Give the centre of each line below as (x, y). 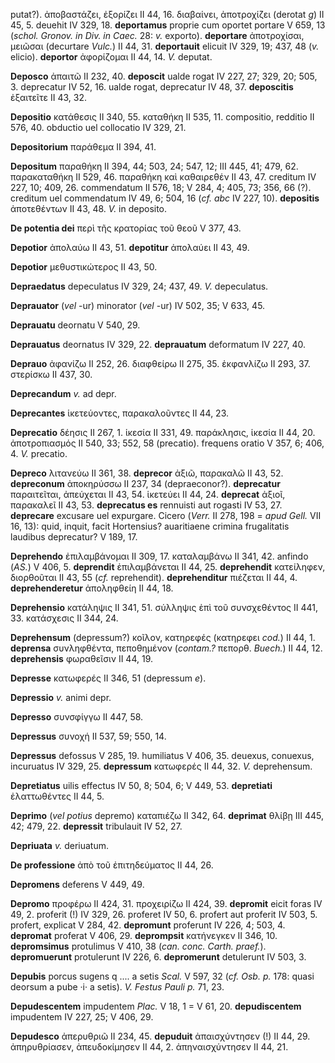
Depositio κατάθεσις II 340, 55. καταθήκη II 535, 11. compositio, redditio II (162, 117)
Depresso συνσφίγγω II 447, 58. (77, 717)
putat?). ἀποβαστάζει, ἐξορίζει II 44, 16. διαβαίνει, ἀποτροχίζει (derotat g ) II (167, 14)
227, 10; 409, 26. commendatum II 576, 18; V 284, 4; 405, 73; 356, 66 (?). (161, 187)
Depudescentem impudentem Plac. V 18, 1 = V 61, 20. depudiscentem (156, 1006)
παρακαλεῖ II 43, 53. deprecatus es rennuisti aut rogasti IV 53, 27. (146, 505)
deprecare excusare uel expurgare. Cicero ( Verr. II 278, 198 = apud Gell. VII (166, 515)
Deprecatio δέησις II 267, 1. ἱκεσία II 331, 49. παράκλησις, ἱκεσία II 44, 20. (163, 432)
